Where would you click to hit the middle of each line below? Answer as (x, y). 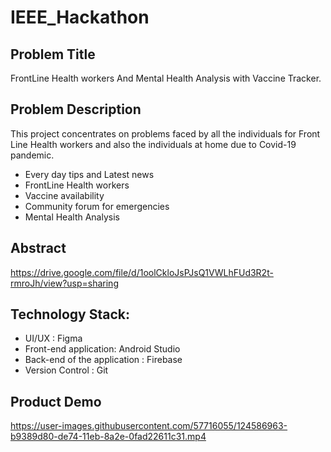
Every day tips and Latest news (89, 174)
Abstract (38, 248)
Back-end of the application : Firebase (103, 360)
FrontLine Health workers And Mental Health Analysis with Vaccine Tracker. (166, 78)
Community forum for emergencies (97, 206)
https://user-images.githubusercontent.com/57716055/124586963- (149, 426)
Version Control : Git (66, 370)
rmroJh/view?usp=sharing (64, 283)
